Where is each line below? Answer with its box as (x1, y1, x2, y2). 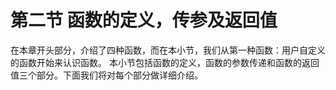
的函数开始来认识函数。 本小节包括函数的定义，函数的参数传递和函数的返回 (10, 56, 320, 68)
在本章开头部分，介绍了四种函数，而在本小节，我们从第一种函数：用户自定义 (10, 44, 326, 56)
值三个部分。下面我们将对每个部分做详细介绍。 (10, 69, 203, 81)
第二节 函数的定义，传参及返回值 (10, 9, 278, 32)
